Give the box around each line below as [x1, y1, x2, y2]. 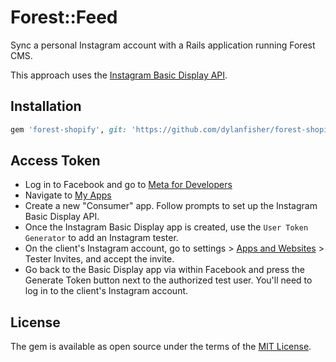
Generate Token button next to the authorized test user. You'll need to [24, 274, 313, 286]
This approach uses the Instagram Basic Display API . [10, 69, 228, 81]
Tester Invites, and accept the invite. [24, 253, 175, 265]
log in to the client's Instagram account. [24, 285, 189, 297]
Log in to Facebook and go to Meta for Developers [24, 179, 233, 191]
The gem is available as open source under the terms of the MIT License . [10, 341, 312, 353]
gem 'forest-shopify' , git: [10, 124, 128, 135]
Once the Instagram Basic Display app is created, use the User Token [24, 221, 309, 233]
